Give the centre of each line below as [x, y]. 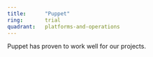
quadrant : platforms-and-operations [64, 26]
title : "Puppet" [39, 14]
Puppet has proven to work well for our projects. [77, 47]
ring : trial [34, 20]
